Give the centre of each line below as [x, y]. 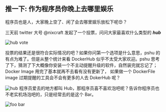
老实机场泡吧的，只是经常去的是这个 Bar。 [53, 94]
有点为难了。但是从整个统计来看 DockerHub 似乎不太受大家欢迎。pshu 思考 [83, 59]
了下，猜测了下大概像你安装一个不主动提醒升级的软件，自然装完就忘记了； [81, 65]
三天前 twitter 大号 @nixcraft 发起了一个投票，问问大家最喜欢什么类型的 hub [83, 32]
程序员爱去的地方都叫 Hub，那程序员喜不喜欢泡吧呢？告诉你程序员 [87, 88]
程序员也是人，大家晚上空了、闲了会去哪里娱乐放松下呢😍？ [66, 22]
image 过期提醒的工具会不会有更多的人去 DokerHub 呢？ [63, 77]
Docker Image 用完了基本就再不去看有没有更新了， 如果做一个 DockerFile [80, 71]
